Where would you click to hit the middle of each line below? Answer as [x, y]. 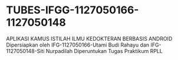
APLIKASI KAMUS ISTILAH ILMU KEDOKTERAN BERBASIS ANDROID [89, 38]
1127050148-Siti [25, 51]
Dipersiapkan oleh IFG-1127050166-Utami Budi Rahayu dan [78, 45]
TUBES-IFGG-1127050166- [72, 10]
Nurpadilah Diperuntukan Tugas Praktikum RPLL [104, 51]
